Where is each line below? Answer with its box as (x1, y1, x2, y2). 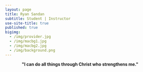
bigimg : (5, 30, 21, 35)
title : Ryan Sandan (5, 12, 45, 17)
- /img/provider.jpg (9, 35, 51, 39)
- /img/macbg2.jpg (9, 43, 47, 48)
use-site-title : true (5, 20, 49, 26)
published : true (5, 25, 38, 30)
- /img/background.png (9, 48, 55, 53)
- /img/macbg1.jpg (9, 39, 47, 44)
